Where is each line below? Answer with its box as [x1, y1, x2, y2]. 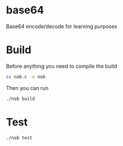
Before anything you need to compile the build [6, 62, 118, 69]
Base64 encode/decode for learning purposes [6, 23, 118, 30]
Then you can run [6, 84, 48, 91]
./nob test [6, 135, 33, 141]
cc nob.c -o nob [6, 74, 45, 79]
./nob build [6, 96, 35, 102]
